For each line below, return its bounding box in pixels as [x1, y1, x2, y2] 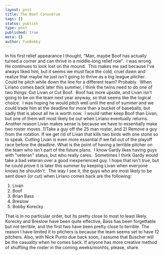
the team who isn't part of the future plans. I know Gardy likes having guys [5, 147, 157, 153]
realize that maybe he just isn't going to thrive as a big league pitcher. [5, 73, 146, 79]
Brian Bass [12, 193, 34, 199]
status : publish [5, 21, 38, 26]
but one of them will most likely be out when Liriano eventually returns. [5, 115, 148, 121]
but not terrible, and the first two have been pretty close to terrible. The [5, 223, 150, 229]
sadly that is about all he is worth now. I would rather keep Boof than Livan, [5, 110, 158, 116]
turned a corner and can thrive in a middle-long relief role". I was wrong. [5, 58, 153, 64]
